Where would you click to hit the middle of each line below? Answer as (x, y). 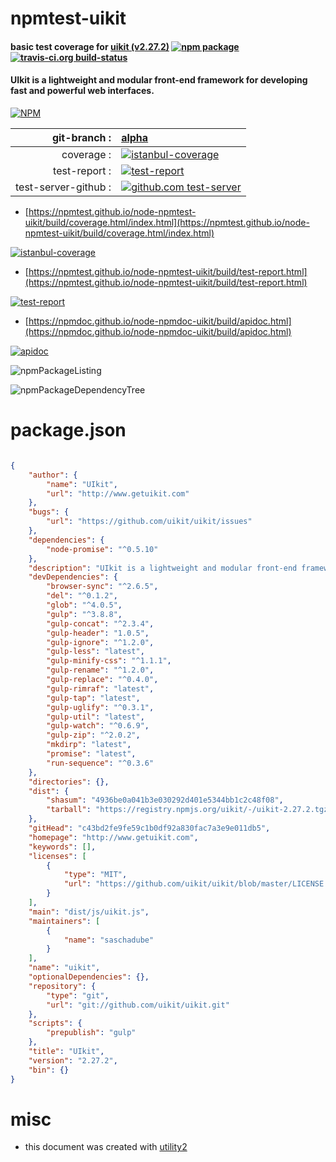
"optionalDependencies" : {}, (89, 977)
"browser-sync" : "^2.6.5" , (102, 587)
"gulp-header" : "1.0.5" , (98, 633)
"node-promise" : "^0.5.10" (102, 549)
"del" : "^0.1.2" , (82, 596)
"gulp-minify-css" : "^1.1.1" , (109, 661)
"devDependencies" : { (73, 577)
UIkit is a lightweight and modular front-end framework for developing (159, 80)
